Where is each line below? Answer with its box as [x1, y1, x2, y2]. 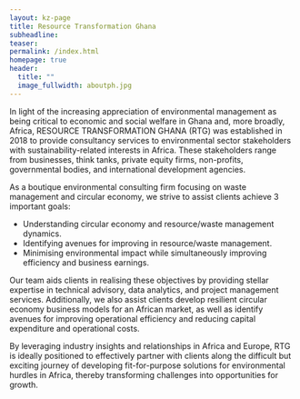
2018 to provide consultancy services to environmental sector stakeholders [9, 135, 292, 145]
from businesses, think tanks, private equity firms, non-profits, [9, 154, 244, 165]
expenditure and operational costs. [9, 323, 140, 334]
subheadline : [9, 30, 59, 39]
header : [9, 65, 39, 74]
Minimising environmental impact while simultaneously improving [22, 247, 267, 258]
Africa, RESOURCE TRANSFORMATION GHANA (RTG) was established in [9, 125, 283, 136]
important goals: [9, 201, 71, 212]
